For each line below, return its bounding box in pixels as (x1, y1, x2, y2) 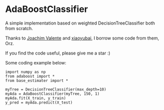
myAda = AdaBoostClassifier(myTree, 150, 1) (5, 91, 100, 96)
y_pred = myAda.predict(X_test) (5, 100, 73, 105)
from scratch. (5, 25, 34, 31)
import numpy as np (5, 69, 46, 74)
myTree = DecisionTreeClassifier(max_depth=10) (5, 86, 107, 92)
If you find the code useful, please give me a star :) (5, 50, 110, 56)
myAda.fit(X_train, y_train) (5, 95, 66, 100)
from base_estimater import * (5, 78, 69, 83)
